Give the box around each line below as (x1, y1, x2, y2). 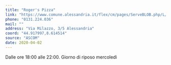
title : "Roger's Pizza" (5, 7, 56, 13)
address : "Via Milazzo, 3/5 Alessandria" (5, 26, 95, 31)
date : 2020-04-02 (5, 40, 42, 45)
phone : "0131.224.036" (5, 17, 53, 22)
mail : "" (5, 21, 24, 27)
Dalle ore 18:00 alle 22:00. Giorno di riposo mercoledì (5, 54, 117, 60)
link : (5, 12, 17, 17)
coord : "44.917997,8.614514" (5, 31, 67, 36)
